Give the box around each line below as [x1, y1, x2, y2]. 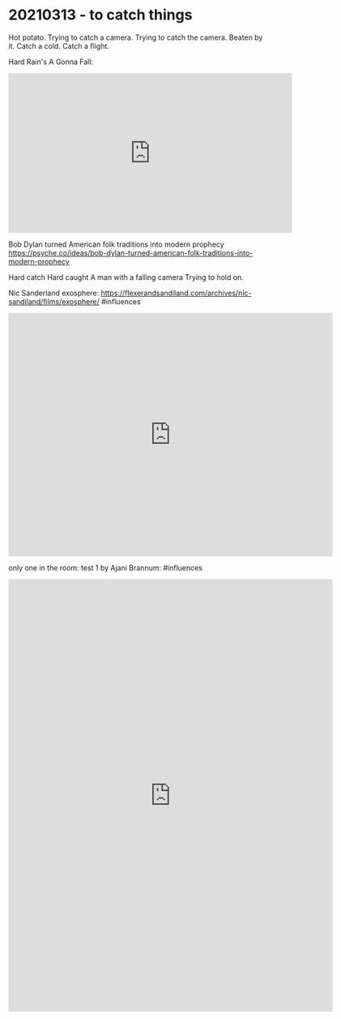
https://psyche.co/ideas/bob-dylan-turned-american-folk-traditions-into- [8, 247, 254, 257]
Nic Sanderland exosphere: [8, 288, 100, 298]
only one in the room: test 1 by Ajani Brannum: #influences [8, 562, 202, 573]
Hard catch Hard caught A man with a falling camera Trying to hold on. [8, 272, 245, 282]
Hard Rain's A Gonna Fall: [8, 57, 94, 67]
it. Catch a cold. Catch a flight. [8, 41, 109, 50]
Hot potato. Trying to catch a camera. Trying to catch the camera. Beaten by [8, 32, 263, 42]
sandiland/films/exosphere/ [8, 296, 100, 306]
